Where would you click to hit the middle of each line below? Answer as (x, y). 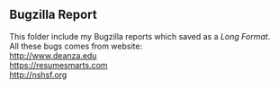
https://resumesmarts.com (58, 65)
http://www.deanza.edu (53, 55)
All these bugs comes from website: (76, 46)
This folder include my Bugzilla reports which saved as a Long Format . (140, 36)
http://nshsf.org (38, 75)
